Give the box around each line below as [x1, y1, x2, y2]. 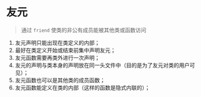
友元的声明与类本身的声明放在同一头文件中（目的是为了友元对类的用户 [14, 61, 190, 69]
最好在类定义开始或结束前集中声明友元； [14, 46, 116, 54]
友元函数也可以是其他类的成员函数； [14, 76, 106, 84]
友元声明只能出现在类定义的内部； [14, 39, 100, 46]
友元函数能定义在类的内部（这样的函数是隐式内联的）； [14, 84, 150, 91]
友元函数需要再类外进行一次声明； [14, 54, 100, 61]
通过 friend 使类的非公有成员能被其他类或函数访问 [21, 26, 147, 34]
